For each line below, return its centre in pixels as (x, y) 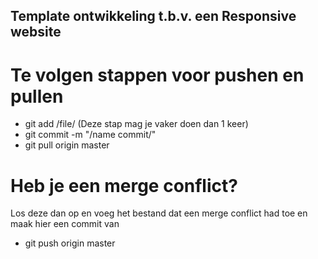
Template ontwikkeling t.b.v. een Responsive (153, 16)
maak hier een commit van (65, 224)
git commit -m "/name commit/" (90, 135)
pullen (37, 96)
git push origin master (70, 243)
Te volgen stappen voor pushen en (157, 75)
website (36, 32)
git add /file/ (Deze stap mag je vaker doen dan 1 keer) (136, 124)
